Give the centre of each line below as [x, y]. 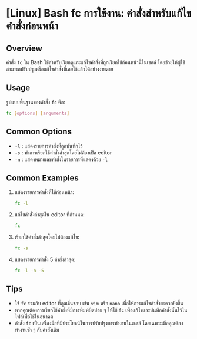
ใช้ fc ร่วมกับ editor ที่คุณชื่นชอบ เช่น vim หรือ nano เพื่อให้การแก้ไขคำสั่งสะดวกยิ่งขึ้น [99, 303]
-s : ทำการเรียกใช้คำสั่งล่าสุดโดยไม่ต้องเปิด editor [63, 152]
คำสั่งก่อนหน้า [32, 26]
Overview [24, 48]
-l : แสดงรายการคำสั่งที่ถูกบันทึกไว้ [49, 146]
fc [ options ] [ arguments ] [38, 113]
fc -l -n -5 [29, 271]
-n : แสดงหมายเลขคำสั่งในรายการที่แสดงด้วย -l [61, 159]
